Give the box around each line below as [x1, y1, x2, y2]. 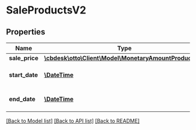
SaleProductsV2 [6, 4, 86, 17]
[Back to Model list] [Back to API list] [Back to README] [6, 118, 140, 124]
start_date [9, 71, 38, 79]
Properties [6, 27, 45, 37]
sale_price [9, 54, 39, 62]
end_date [9, 95, 36, 103]
